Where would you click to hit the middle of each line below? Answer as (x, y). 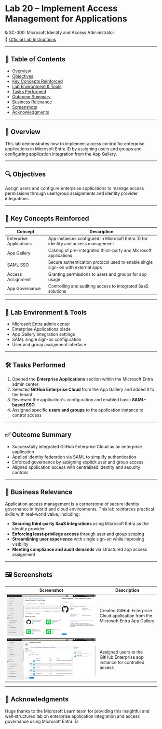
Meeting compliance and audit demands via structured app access (80, 549)
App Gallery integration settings (43, 334)
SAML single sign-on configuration (47, 339)
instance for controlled (122, 662)
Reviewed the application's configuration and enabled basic (71, 400)
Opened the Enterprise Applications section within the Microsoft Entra (82, 379)
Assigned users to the (121, 652)
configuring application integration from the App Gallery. (61, 154)
